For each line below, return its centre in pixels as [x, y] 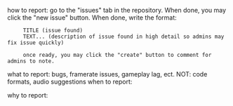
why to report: [28, 95]
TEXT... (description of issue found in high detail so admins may [124, 37]
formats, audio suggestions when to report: [70, 81]
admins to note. [31, 61]
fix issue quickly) [36, 43]
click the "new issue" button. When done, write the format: [92, 18]
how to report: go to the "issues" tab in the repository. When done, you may [117, 10]
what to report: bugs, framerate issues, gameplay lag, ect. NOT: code [107, 74]
